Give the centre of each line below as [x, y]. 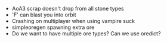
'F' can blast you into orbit [44, 15]
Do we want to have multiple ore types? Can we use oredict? [86, 34]
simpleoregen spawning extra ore [53, 27]
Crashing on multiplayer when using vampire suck [73, 21]
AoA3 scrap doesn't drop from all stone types [68, 9]
